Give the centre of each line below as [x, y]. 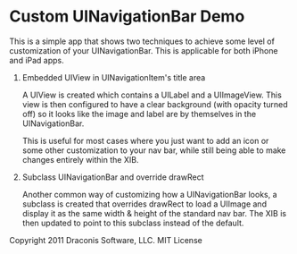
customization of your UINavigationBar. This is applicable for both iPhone [144, 50]
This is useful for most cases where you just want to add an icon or [145, 140]
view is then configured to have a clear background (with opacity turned [155, 104]
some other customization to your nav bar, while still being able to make [154, 150]
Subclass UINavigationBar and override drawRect [113, 177]
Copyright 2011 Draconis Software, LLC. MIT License [106, 240]
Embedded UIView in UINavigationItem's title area [114, 77]
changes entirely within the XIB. [80, 159]
